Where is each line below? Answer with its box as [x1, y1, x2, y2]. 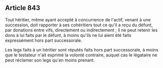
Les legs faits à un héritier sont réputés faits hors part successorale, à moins [5, 47, 159, 52]
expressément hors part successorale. [5, 37, 82, 43]
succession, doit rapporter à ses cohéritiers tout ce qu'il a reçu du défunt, [5, 22, 153, 28]
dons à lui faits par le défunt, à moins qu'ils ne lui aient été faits [5, 32, 131, 38]
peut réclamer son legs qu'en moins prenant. [5, 57, 95, 63]
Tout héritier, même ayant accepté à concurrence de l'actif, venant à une [5, 17, 151, 22]
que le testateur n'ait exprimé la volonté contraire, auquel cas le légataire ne [5, 52, 157, 58]
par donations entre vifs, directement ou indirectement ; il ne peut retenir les [5, 27, 158, 33]
